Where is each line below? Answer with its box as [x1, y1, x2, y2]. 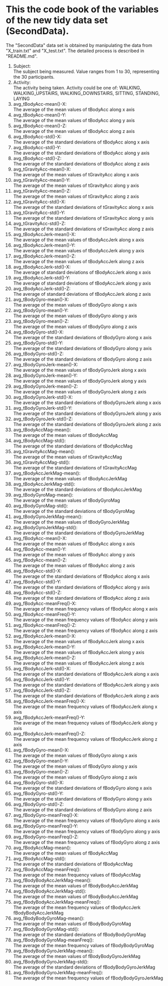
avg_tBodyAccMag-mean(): [13, 427, 71, 433]
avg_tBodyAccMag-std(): [13, 437, 66, 443]
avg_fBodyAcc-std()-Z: [13, 589, 62, 596]
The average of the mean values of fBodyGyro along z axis [13, 774, 137, 780]
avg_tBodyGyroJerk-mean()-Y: [13, 372, 78, 379]
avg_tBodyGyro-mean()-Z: [13, 318, 69, 324]
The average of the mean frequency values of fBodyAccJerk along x [13, 703, 158, 710]
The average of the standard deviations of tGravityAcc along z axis [13, 226, 154, 232]
